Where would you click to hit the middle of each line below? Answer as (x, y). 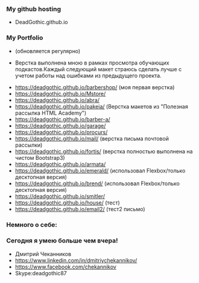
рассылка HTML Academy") (50, 113)
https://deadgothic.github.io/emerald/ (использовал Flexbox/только (100, 170)
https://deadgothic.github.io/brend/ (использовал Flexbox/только (97, 183)
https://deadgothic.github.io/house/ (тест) (68, 202)
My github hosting (34, 9)
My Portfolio (25, 38)
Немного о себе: (32, 224)
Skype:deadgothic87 (41, 273)
